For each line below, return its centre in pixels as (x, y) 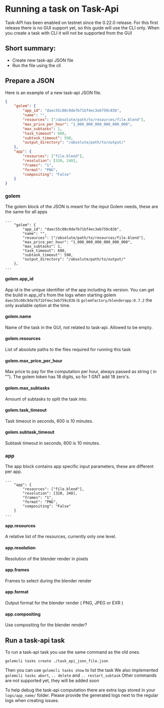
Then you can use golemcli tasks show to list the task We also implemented (82, 670)
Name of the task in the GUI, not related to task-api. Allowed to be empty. (79, 327)
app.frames (17, 570)
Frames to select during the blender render (48, 581)
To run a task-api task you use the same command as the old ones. (73, 652)
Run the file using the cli (36, 65)
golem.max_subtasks (27, 388)
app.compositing (23, 614)
